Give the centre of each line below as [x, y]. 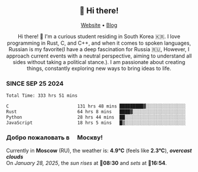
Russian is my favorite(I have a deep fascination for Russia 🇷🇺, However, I [99, 49]
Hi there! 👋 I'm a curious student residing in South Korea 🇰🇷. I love [99, 36]
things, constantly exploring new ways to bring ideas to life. [99, 68]
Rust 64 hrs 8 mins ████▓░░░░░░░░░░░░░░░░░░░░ [96, 112]
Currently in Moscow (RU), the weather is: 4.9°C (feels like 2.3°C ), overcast [99, 150]
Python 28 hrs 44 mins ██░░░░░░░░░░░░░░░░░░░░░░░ [96, 117]
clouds [15, 157]
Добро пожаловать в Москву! [55, 137]
